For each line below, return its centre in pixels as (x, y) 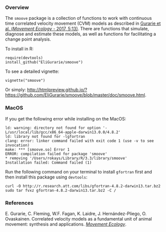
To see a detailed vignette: (32, 71)
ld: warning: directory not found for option (53, 128)
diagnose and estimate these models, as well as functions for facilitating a (81, 34)
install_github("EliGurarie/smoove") (44, 62)
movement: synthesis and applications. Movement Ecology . (66, 224)
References (19, 203)
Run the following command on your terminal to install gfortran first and (79, 172)
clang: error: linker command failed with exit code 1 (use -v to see (80, 141)
